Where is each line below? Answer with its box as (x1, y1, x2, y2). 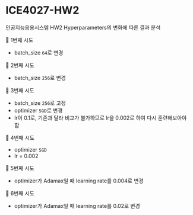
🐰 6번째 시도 (5, 190, 35, 197)
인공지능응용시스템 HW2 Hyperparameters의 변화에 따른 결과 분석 (5, 24, 161, 31)
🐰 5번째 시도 (5, 164, 34, 172)
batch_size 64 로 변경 (14, 49, 64, 56)
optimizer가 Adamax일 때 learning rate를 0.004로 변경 (14, 177, 144, 184)
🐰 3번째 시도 (5, 86, 35, 94)
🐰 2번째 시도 (5, 62, 35, 69)
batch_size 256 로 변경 (14, 74, 66, 81)
